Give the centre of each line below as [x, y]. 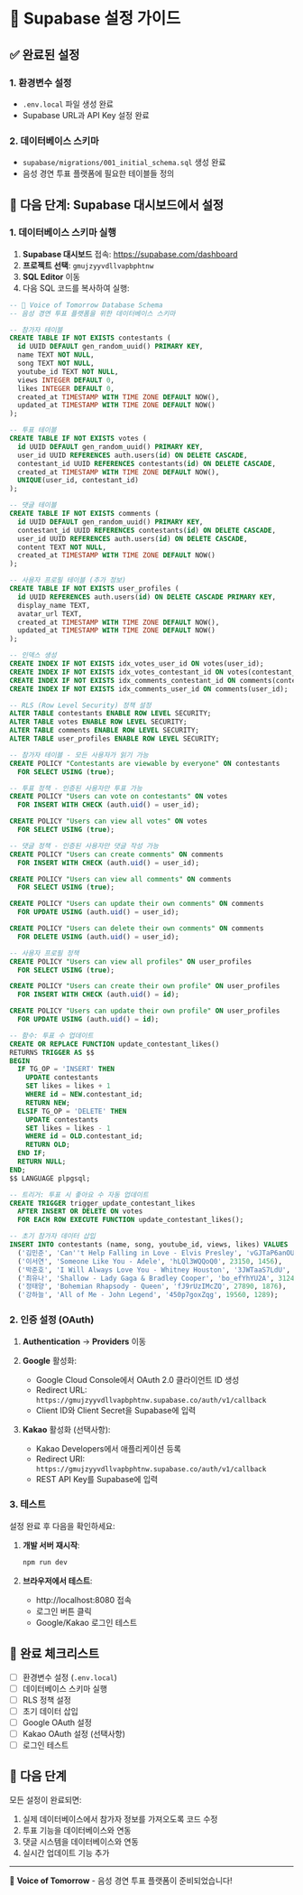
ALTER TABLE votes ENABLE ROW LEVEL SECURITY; [98, 722]
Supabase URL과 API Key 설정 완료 [86, 115]
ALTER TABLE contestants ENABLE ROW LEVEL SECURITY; [110, 714]
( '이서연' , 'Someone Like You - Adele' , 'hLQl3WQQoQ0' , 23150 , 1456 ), [150, 1261]
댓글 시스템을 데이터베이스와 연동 [80, 1841]
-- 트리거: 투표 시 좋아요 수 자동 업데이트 [79, 1195]
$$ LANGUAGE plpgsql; [50, 1178]
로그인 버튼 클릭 [64, 1611]
